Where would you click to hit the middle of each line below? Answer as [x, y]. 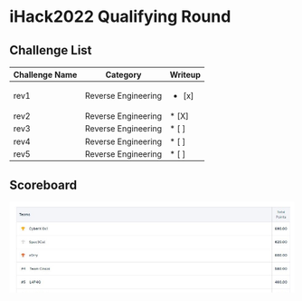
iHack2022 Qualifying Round [120, 17]
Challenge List [51, 50]
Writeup [185, 74]
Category [123, 74]
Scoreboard [43, 184]
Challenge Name [45, 74]
